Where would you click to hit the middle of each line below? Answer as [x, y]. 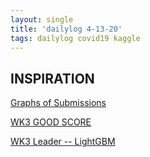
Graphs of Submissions [58, 103]
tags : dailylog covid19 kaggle [75, 38]
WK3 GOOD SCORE [51, 122]
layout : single [42, 19]
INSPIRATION [52, 78]
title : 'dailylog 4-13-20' [66, 29]
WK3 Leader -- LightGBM [63, 142]
